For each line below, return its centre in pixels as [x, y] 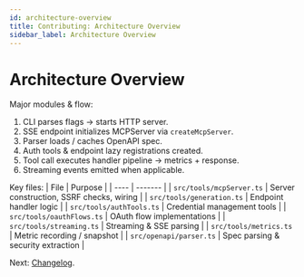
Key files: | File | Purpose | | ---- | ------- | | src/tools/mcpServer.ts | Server [152, 187]
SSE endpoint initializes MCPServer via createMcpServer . [128, 131]
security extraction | [47, 245]
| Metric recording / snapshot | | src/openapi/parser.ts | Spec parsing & [144, 235]
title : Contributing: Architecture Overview [95, 26]
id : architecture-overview [60, 18]
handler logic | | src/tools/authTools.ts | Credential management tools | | [148, 207]
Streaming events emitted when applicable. [103, 170]
